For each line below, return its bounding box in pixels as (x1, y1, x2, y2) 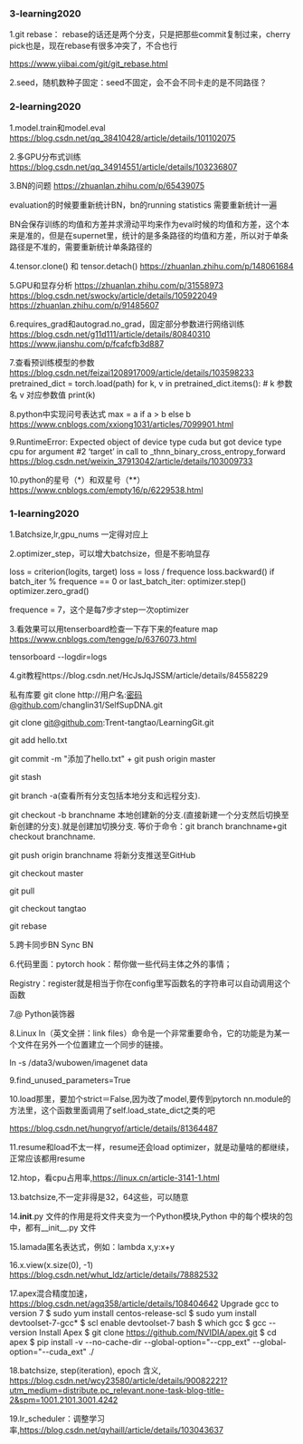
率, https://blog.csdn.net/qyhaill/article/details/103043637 (9, 1424, 224, 1435)
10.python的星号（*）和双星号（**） (9, 474, 146, 485)
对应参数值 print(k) (25, 389, 96, 400)
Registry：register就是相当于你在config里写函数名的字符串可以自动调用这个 (9, 978, 291, 989)
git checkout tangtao (9, 902, 87, 913)
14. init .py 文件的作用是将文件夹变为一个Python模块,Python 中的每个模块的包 (9, 1210, 293, 1222)
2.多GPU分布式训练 (9, 151, 81, 161)
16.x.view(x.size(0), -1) (9, 1259, 93, 1270)
